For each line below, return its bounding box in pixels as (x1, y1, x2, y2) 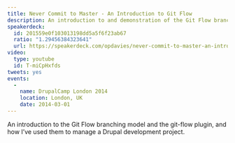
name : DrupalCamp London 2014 (20, 88, 108, 95)
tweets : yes (7, 68, 42, 75)
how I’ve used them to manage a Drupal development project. (7, 127, 185, 136)
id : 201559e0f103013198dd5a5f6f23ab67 (13, 29, 127, 37)
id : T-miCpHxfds (13, 62, 61, 69)
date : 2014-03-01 (20, 101, 71, 108)
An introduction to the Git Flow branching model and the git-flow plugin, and (7, 120, 227, 128)
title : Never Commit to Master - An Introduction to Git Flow (7, 10, 192, 17)
